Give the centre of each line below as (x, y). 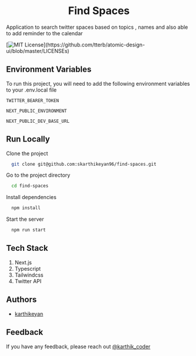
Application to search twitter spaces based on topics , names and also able (97, 27)
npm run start (29, 230)
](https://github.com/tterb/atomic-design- (94, 45)
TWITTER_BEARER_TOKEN (33, 100)
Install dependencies (31, 197)
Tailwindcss (29, 275)
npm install (26, 208)
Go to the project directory (38, 175)
